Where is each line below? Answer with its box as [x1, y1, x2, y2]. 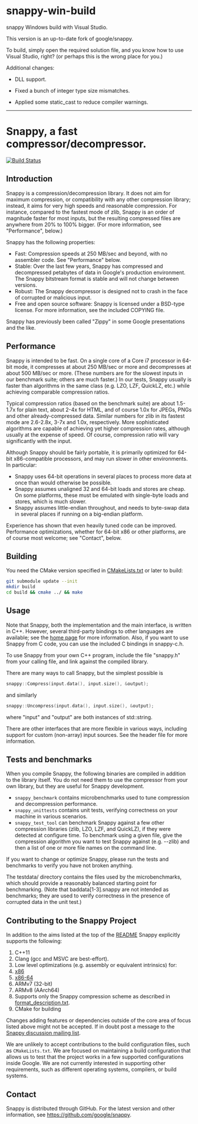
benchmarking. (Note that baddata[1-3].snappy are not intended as [6, 886, 169, 893]
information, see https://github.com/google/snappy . [6, 1111, 131, 1118]
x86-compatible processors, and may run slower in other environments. [14, 455, 188, 462]
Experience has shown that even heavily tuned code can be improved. [6, 522, 177, 529]
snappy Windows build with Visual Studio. [6, 24, 108, 31]
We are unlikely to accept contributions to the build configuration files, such [6, 1041, 190, 1048]
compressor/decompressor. [6, 137, 147, 151]
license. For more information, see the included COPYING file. [14, 306, 165, 313]
